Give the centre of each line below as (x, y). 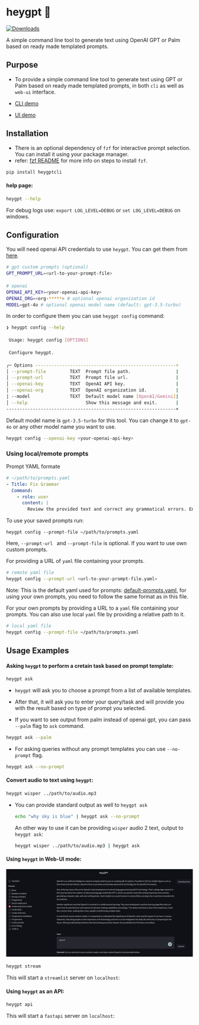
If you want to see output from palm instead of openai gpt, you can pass (103, 720)
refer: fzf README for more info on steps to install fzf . (81, 160)
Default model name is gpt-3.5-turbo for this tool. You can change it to (93, 420)
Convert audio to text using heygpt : (50, 780)
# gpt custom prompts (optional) (47, 267)
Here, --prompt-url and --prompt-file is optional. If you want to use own (97, 543)
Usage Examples (38, 651)
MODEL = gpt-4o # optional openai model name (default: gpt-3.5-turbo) (94, 305)
